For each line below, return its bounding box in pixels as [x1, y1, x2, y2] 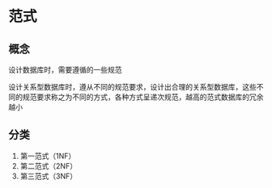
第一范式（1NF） [19, 151, 76, 161]
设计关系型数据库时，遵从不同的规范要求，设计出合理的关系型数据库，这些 [8, 82, 257, 91]
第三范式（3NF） [19, 171, 78, 181]
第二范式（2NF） [19, 161, 78, 170]
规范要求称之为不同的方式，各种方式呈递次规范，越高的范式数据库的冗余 [22, 92, 264, 102]
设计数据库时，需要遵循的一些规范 [8, 65, 122, 74]
